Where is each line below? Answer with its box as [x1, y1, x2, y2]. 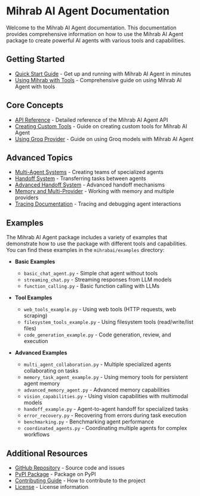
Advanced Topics [6, 152, 73, 163]
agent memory [23, 380, 60, 387]
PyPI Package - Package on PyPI [14, 471, 96, 477]
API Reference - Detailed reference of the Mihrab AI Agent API [14, 116, 168, 124]
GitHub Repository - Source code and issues [14, 464, 125, 471]
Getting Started [6, 54, 65, 64]
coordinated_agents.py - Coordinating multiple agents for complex [23, 425, 187, 432]
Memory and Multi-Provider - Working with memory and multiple [14, 188, 174, 195]
